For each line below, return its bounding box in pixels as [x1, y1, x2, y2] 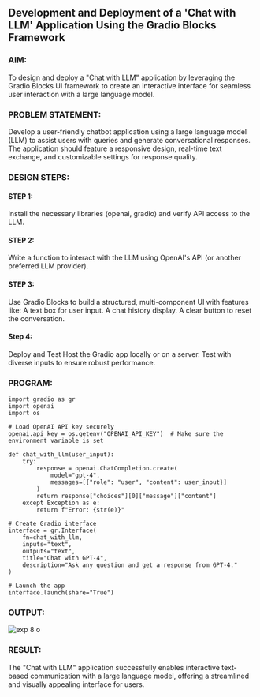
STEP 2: [8, 235, 35, 245]
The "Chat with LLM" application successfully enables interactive [8, 662, 221, 672]
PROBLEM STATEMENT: [8, 109, 102, 120]
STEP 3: [8, 279, 35, 289]
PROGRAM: [8, 377, 53, 388]
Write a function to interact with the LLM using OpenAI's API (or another [8, 253, 242, 263]
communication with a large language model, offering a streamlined [30, 671, 250, 680]
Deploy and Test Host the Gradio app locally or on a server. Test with [8, 349, 232, 358]
